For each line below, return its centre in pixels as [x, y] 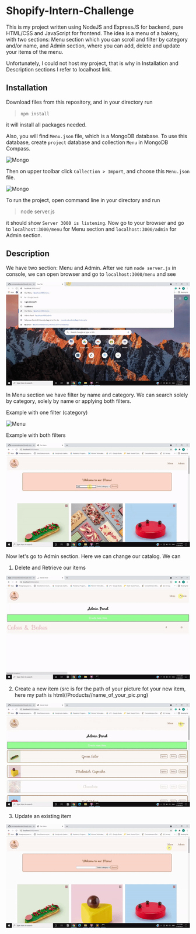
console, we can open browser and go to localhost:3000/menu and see [91, 274]
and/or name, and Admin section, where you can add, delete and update [93, 46]
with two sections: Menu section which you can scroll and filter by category [97, 39]
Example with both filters [36, 435]
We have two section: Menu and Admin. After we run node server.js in [91, 268]
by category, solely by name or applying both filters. [69, 401]
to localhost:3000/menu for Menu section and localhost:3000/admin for [91, 229]
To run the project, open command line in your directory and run [83, 200]
